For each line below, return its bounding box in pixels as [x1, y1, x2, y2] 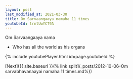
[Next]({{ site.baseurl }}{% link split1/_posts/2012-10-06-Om [5, 63, 129, 69]
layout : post [5, 7, 32, 12]
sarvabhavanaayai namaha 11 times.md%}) [5, 69, 92, 75]
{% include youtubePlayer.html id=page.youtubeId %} [5, 54, 115, 60]
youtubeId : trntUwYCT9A [5, 21, 54, 26]
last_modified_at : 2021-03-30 [5, 12, 68, 17]
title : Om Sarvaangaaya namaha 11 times [5, 16, 90, 21]
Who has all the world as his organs [12, 44, 85, 50]
